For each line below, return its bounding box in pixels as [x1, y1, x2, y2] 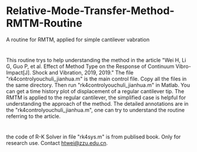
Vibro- [175, 63, 191, 70]
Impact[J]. [6, 69, 31, 76]
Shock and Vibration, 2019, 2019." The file [32, 69, 134, 76]
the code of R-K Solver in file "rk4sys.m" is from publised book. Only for [6, 133, 181, 140]
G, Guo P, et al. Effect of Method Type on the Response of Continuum [6, 63, 175, 70]
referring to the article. [6, 113, 61, 120]
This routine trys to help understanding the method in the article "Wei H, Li [6, 57, 186, 64]
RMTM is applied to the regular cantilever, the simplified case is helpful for [6, 94, 186, 101]
